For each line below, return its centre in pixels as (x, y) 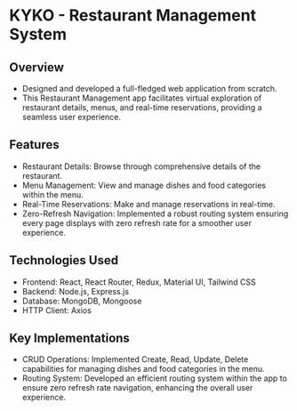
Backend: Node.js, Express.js (76, 291)
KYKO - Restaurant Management (132, 16)
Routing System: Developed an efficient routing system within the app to (154, 378)
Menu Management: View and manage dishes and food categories (144, 185)
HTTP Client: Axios (56, 310)
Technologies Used (64, 260)
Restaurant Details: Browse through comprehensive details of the (141, 166)
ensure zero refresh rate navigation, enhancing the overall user (137, 388)
